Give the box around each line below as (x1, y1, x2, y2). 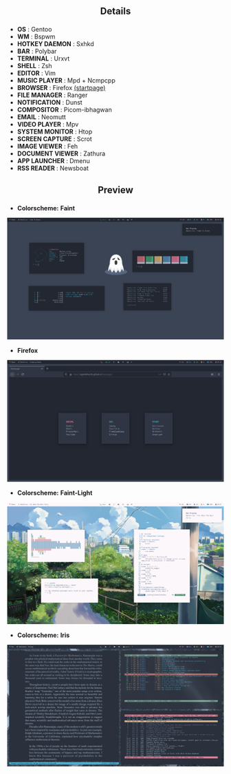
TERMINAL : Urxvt (16, 54, 70, 63)
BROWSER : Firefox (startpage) (16, 84, 106, 92)
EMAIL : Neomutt (16, 113, 67, 121)
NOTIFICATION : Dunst (16, 98, 82, 107)
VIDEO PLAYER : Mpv (16, 120, 79, 129)
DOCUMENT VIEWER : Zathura (16, 149, 106, 158)
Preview (97, 184, 134, 195)
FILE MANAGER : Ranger (16, 91, 88, 99)
